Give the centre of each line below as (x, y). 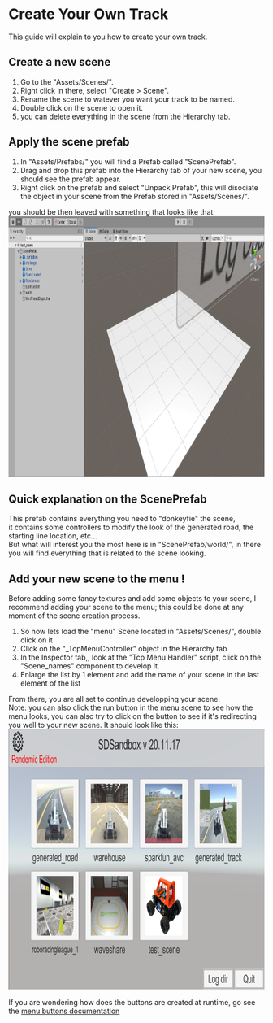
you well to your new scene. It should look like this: (93, 725)
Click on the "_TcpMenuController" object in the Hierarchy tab (123, 649)
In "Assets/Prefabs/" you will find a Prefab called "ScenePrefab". (128, 161)
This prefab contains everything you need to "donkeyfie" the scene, (122, 519)
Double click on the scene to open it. (82, 107)
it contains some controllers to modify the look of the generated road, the (131, 527)
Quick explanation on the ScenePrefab (108, 499)
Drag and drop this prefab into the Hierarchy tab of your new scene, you (141, 170)
